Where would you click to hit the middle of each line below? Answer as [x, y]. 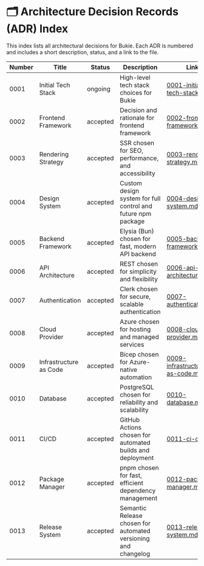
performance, [139, 158]
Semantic [133, 508]
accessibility [138, 173]
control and [136, 206]
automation [136, 377]
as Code [51, 369]
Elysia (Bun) [137, 231]
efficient [132, 483]
